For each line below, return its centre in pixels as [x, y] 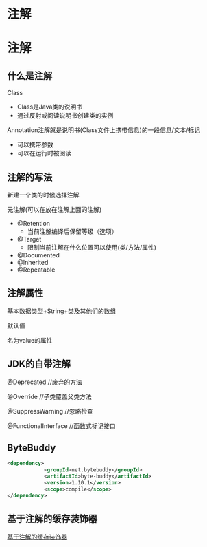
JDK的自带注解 [39, 364]
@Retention [33, 223]
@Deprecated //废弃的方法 [45, 382]
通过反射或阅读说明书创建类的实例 [65, 116]
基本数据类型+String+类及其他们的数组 [62, 311]
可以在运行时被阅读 [44, 153]
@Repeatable [36, 270]
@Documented [38, 255]
